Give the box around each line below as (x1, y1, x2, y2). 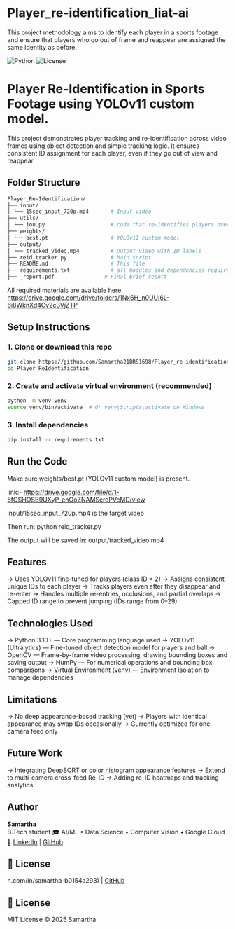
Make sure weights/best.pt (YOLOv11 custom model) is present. (7, 474, 190, 483)
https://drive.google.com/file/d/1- (23, 488, 120, 496)
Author (7, 801, 38, 813)
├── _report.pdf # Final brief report (7, 273, 168, 281)
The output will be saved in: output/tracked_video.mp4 (7, 536, 164, 544)
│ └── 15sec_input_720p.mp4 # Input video (7, 208, 152, 215)
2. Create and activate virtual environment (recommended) (7, 381, 212, 391)
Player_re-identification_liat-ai (7, 5, 189, 21)
